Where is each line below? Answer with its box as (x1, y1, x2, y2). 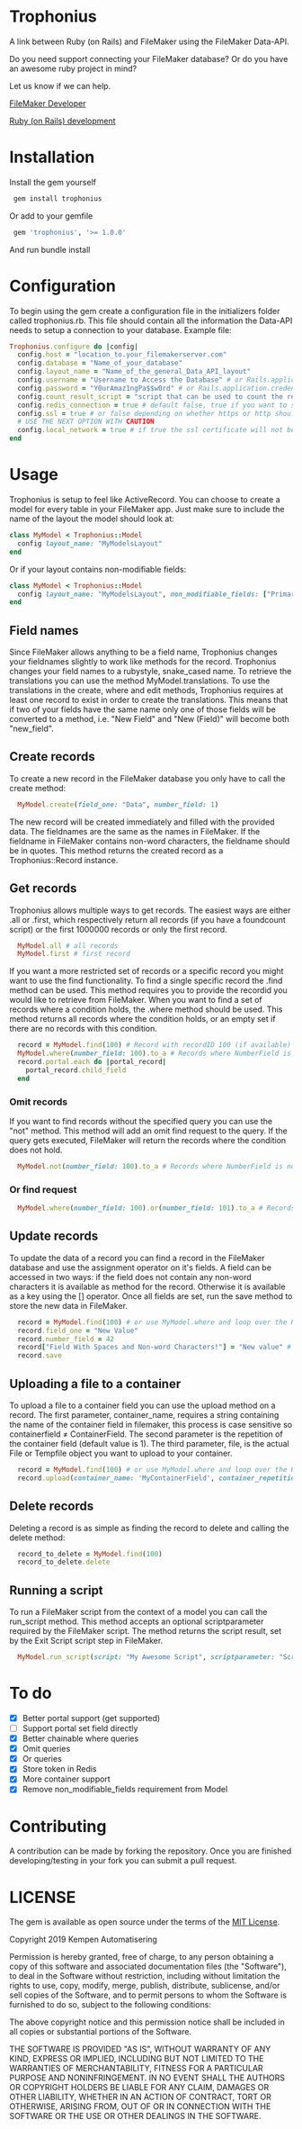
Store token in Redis (22, 1764, 97, 1774)
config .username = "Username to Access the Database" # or (17, 375, 244, 384)
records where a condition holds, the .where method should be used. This (9, 1004, 283, 1015)
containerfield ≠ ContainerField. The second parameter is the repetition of (9, 1429, 283, 1439)
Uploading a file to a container (9, 1376, 182, 1392)
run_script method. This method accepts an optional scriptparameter (9, 1616, 264, 1627)
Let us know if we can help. (9, 80, 111, 91)
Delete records (9, 1499, 94, 1514)
